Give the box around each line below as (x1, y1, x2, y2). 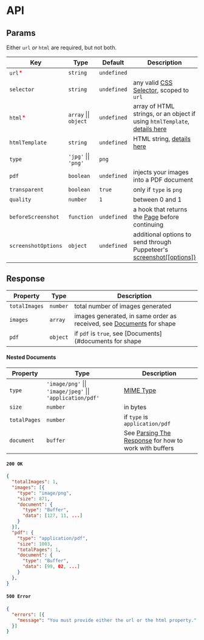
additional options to (133, 230, 192, 239)
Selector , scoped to (133, 86, 189, 94)
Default (102, 58, 124, 67)
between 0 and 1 (133, 196, 182, 203)
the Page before (133, 213, 179, 221)
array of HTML (133, 102, 175, 110)
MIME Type (123, 386, 157, 395)
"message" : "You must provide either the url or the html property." (17, 617, 197, 623)
